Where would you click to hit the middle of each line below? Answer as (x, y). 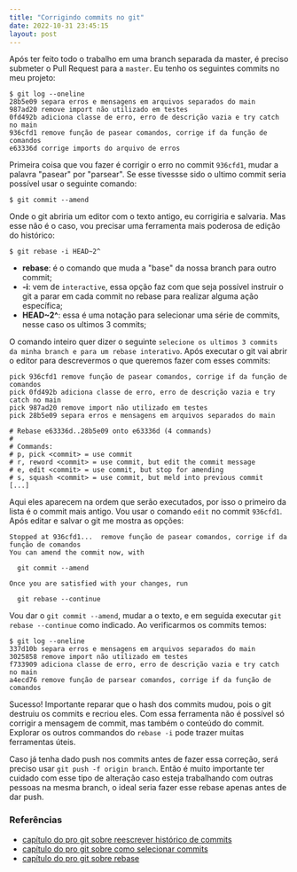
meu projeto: (32, 78)
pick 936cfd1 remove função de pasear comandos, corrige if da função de (148, 377)
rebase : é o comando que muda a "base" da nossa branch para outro (149, 268)
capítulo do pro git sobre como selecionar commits (115, 849)
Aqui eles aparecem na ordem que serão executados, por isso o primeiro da (148, 502)
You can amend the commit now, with (77, 553)
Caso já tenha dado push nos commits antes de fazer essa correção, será (144, 759)
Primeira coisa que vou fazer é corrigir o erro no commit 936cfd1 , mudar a (144, 165)
